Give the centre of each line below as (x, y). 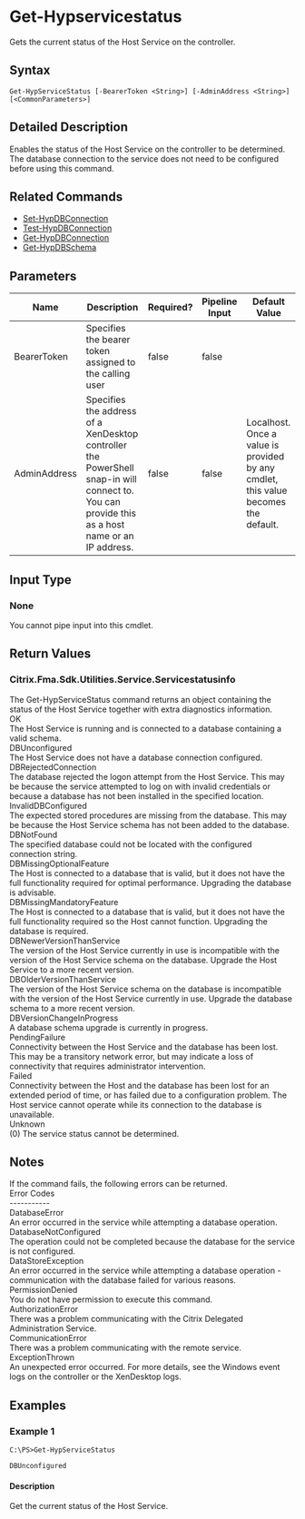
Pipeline (219, 301)
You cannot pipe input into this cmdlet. (82, 625)
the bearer (108, 340)
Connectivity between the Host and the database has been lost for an (139, 1085)
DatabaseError (37, 1213)
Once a (261, 434)
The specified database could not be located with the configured (131, 844)
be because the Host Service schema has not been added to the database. (149, 824)
